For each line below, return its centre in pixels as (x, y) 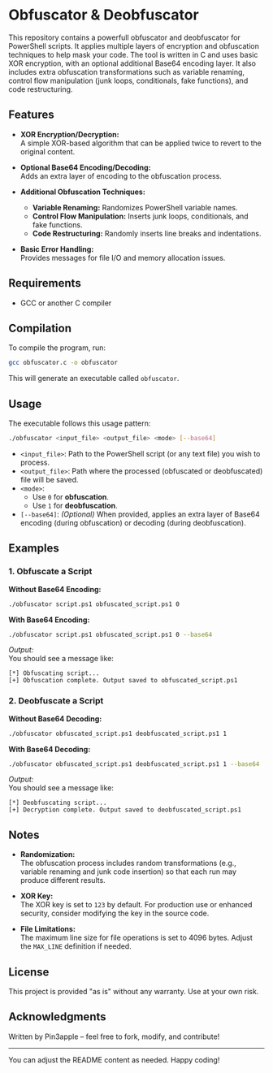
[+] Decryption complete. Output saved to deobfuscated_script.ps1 (125, 810)
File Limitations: (48, 929)
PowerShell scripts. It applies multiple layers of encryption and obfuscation (134, 45)
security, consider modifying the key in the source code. (115, 913)
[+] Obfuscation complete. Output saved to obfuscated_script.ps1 (123, 681)
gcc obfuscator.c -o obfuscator (63, 363)
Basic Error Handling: (57, 249)
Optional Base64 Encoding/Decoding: (86, 167)
